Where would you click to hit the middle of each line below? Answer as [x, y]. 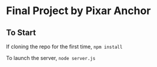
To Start [21, 33]
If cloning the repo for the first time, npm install [64, 46]
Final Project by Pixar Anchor [78, 11]
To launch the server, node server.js [51, 58]
